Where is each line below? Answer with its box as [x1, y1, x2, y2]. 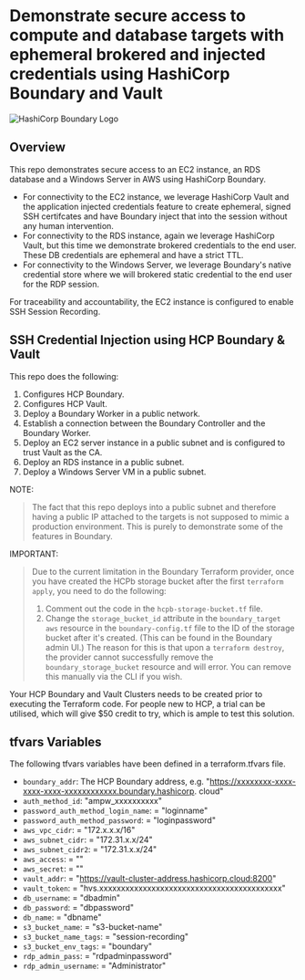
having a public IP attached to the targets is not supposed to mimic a [31, 511, 290, 522]
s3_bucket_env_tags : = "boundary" [22, 941, 153, 952]
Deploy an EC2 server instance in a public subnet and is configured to [22, 437, 285, 448]
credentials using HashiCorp [9, 64, 230, 85]
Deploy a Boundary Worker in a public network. [22, 408, 200, 419]
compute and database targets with [9, 25, 285, 46]
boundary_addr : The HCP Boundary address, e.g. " [22, 777, 210, 787]
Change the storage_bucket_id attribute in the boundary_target [45, 612, 281, 623]
